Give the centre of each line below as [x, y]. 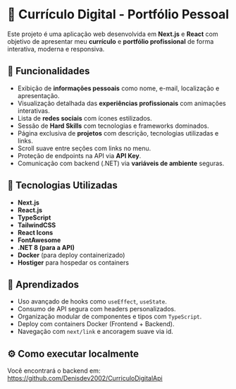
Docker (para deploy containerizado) [71, 255]
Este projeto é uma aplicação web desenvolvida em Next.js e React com [113, 34]
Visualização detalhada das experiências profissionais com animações [122, 103]
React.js [30, 210]
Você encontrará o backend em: [54, 371]
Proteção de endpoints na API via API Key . [79, 155]
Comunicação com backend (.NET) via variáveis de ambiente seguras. [121, 163]
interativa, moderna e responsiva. [56, 49]
